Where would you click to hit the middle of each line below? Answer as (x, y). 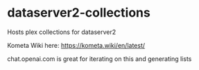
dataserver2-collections (79, 13)
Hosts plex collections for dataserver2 (62, 32)
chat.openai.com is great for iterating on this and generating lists (99, 59)
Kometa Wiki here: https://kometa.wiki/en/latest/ (76, 45)
